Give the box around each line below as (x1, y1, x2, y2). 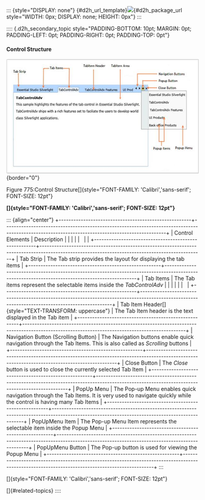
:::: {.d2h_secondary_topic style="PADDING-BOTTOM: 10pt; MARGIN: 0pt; (6, 25, 192, 32)
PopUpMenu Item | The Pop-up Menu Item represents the (31, 418, 177, 425)
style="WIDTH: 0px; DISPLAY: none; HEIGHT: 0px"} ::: (6, 13, 142, 20)
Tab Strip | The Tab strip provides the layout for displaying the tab (19, 255, 185, 263)
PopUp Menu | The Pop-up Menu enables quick (76, 386, 196, 393)
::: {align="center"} (6, 216, 54, 223)
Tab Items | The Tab (145, 275, 195, 282)
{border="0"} (6, 174, 40, 182)
